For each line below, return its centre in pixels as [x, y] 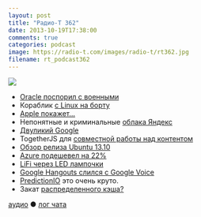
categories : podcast [42, 45]
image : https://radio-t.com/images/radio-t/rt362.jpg [99, 52]
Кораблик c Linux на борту [65, 105]
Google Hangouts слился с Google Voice [87, 172]
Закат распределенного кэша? [72, 189]
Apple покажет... [47, 113]
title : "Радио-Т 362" [44, 23]
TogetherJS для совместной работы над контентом [106, 138]
